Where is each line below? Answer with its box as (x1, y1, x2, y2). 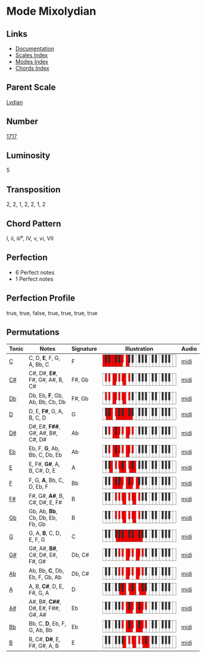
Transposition (6, 184, 61, 194)
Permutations (6, 327, 59, 338)
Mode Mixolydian (6, 4, 96, 18)
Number (6, 117, 39, 127)
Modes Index (15, 58, 48, 65)
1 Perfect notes (15, 275, 54, 283)
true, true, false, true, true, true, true (6, 309, 98, 316)
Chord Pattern (6, 218, 61, 229)
